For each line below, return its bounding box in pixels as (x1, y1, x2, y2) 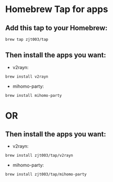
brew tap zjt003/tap (5, 37, 49, 42)
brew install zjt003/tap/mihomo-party (5, 172, 87, 177)
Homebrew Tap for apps (5, 4, 108, 15)
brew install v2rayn (5, 74, 49, 79)
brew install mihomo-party (5, 93, 62, 98)
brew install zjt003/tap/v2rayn (5, 153, 73, 158)
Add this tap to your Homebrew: (5, 24, 107, 32)
